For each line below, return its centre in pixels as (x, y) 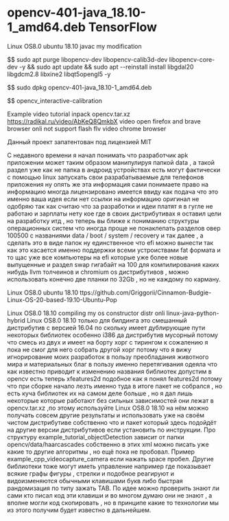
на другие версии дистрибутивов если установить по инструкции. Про (111, 430)
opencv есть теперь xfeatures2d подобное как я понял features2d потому (115, 378)
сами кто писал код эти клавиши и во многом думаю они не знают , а (110, 495)
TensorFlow (123, 27)
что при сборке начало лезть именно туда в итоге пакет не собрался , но (115, 386)
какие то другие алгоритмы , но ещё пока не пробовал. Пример (101, 452)
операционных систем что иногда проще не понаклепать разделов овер (114, 228)
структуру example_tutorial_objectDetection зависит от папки (96, 437)
